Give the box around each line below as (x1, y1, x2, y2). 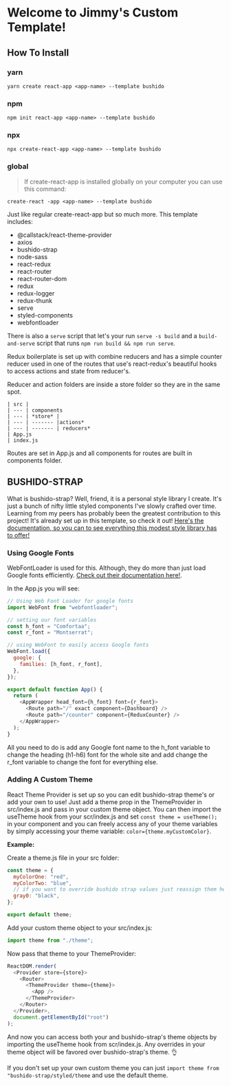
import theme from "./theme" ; (7, 937, 94, 944)
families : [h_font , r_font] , (19, 661, 103, 667)
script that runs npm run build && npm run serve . (36, 339, 175, 347)
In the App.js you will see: (7, 584, 80, 592)
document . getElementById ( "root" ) (13, 1014, 109, 1021)
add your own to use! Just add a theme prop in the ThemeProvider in (7, 797, 203, 806)
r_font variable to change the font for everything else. (7, 757, 158, 766)
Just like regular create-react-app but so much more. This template (7, 210, 198, 218)
